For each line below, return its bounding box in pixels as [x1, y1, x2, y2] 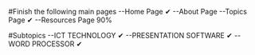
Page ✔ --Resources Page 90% [8, 15, 113, 25]
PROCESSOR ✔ [31, 39, 83, 49]
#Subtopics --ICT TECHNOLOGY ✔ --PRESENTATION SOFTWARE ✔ [8, 31, 233, 40]
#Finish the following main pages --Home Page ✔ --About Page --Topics [8, 7, 247, 16]
